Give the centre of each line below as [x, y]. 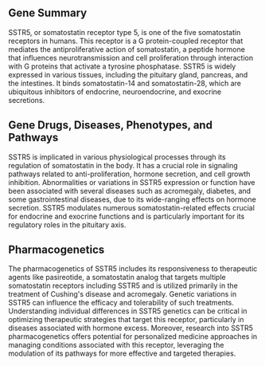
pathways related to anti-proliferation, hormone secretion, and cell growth [129, 174]
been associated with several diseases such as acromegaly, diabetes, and [130, 191]
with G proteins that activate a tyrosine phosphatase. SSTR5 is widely [122, 66]
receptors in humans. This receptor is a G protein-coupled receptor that [126, 41]
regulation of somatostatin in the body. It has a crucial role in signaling [123, 165]
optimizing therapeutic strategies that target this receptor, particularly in [126, 320]
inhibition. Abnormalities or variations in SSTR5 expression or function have [132, 182]
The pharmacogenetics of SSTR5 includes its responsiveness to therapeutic [133, 269]
